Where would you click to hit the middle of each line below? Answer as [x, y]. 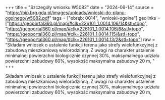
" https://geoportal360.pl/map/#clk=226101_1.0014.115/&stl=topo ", [73, 34]
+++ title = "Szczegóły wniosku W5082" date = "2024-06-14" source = [79, 7]
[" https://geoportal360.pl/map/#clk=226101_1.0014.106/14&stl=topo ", [76, 23]
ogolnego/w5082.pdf [27, 18]
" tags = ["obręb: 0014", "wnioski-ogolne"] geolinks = [105, 18]
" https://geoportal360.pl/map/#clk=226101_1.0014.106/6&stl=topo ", [75, 29]
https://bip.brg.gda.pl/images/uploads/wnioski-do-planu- [67, 13]
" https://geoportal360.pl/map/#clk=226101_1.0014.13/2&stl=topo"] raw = [80, 39]
